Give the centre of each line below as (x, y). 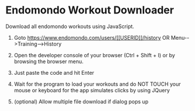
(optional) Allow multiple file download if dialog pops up (81, 101)
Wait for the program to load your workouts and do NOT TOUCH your (97, 84)
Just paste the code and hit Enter (54, 72)
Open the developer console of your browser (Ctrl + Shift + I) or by (94, 55)
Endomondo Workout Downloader (90, 10)
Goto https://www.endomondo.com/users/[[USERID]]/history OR (92, 37)
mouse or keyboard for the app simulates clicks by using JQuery (92, 90)
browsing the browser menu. (49, 61)
